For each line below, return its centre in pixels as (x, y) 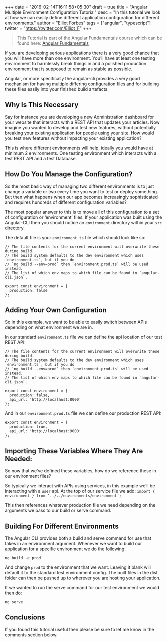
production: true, (29, 427)
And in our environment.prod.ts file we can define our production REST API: (83, 413)
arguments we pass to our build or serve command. (58, 511)
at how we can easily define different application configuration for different (82, 18)
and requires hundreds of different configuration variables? (66, 202)
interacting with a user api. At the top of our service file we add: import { (80, 491)
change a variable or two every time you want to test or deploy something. (82, 191)
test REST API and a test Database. (41, 158)
